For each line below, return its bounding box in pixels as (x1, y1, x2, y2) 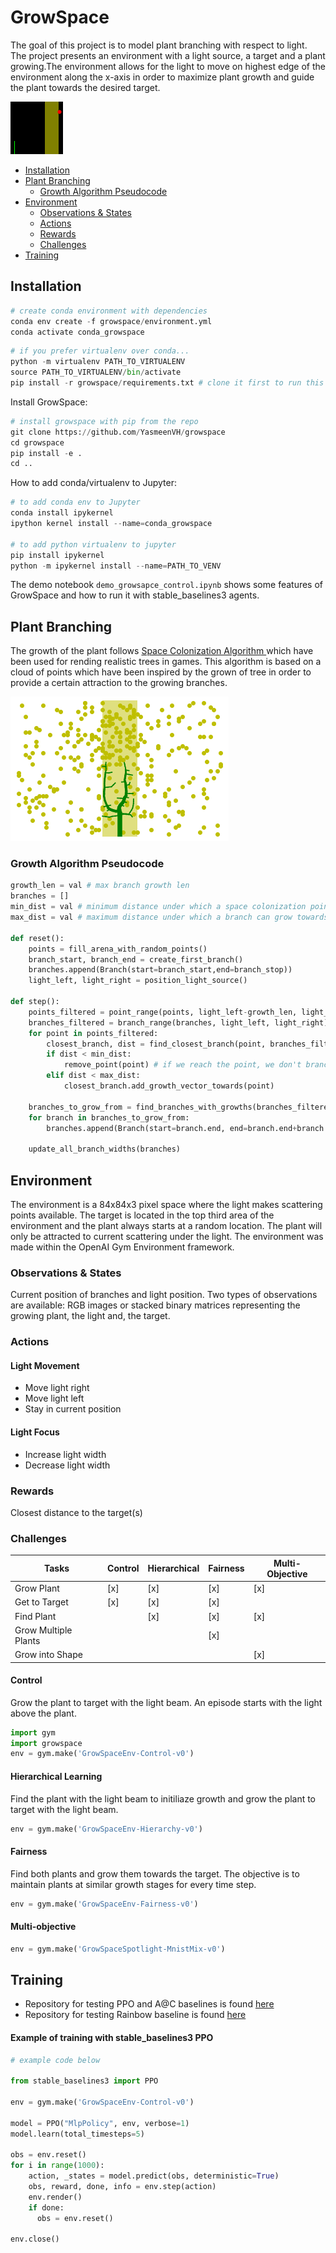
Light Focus (10, 1426, 60, 1438)
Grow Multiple (14, 1624, 73, 1636)
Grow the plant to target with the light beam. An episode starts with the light (10, 1696, 323, 1708)
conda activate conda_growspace (10, 327, 145, 337)
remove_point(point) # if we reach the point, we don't (63, 1060, 302, 1070)
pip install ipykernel (10, 550, 105, 560)
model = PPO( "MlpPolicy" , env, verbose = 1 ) (10, 2118, 190, 2128)
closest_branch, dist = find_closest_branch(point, (46, 1039, 267, 1049)
